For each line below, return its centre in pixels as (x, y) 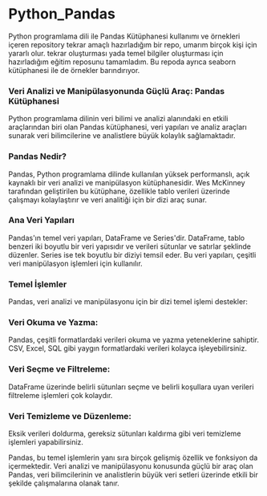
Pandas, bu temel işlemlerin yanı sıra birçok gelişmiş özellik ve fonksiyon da (133, 457)
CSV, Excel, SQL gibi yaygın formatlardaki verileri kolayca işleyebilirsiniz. (127, 348)
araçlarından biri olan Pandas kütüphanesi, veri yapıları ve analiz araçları (127, 127)
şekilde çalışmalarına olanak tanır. (64, 483)
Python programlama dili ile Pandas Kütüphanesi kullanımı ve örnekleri (124, 36)
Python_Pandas (62, 14)
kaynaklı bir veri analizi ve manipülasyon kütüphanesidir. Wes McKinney (127, 182)
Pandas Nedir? (37, 157)
